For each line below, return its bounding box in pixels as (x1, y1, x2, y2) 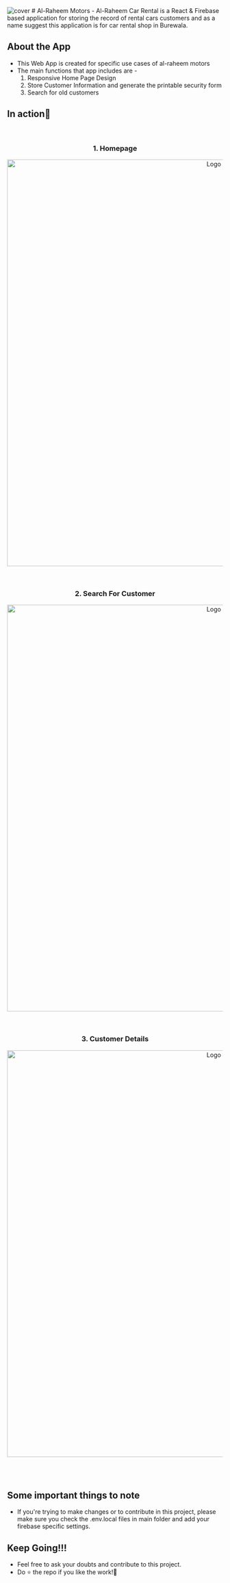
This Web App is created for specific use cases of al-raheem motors (16, 59, 210, 67)
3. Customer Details (81, 1034, 149, 1044)
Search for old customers (27, 88, 99, 97)
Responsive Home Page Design (27, 73, 116, 82)
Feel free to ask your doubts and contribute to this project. (16, 1560, 181, 1569)
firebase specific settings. (16, 1522, 91, 1530)
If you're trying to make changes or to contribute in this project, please (16, 1508, 217, 1516)
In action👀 (7, 108, 51, 120)
